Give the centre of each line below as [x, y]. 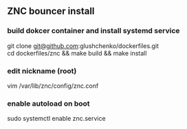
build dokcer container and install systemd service [93, 31]
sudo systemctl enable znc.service [56, 119]
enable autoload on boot [49, 104]
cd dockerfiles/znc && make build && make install [77, 53]
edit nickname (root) [42, 71]
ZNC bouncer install [51, 11]
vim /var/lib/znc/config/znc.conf [53, 86]
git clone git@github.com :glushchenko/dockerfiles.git [83, 46]
